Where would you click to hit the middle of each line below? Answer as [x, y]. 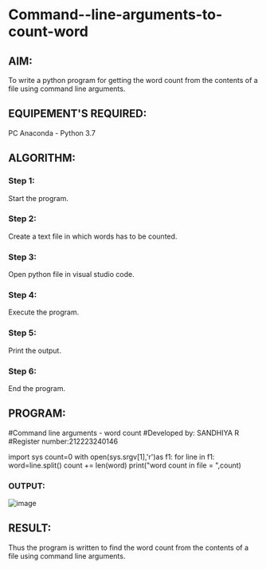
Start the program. [39, 198]
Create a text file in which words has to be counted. [93, 236]
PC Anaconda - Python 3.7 [52, 132]
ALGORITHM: [42, 158]
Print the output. [35, 350]
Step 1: [22, 181]
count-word [49, 32]
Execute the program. [44, 312]
